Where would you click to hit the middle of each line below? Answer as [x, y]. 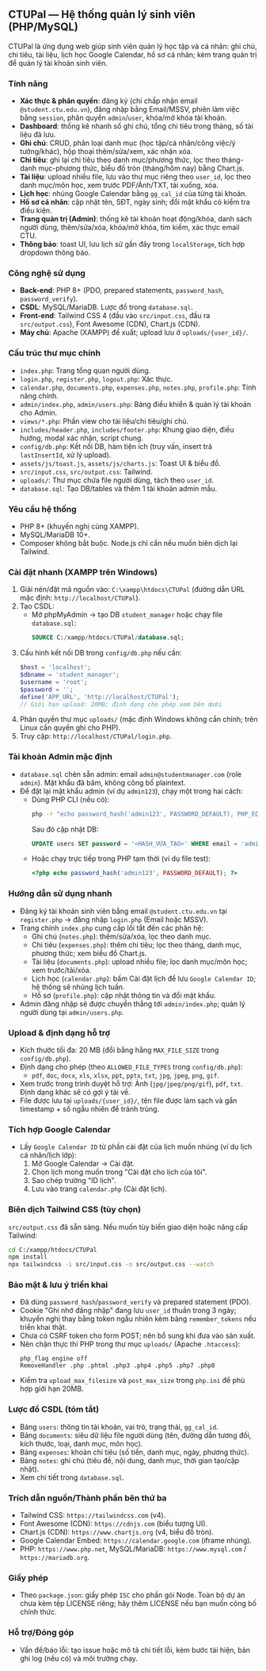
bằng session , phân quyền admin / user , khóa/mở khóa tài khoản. [123, 118]
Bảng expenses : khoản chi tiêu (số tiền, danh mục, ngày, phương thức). [134, 1452]
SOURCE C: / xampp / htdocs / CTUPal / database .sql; [108, 638]
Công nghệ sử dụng [47, 273]
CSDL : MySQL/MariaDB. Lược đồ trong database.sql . [106, 307]
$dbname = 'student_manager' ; [70, 675]
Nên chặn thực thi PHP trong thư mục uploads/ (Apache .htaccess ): [130, 1344]
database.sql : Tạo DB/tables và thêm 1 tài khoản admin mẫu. [118, 488]
